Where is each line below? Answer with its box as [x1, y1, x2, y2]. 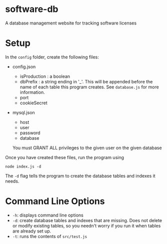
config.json [12, 63, 36, 69]
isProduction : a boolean [19, 73, 70, 79]
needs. [5, 178, 19, 184]
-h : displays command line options [12, 212, 83, 218]
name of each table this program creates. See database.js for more [19, 84, 159, 90]
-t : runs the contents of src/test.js [12, 233, 87, 239]
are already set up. [12, 228, 51, 234]
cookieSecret [19, 100, 47, 106]
